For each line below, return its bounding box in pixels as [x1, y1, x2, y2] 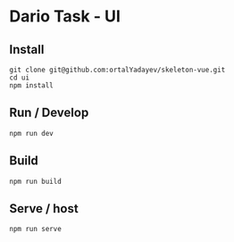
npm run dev [9, 129, 54, 138]
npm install [9, 81, 54, 90]
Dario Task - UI [9, 6, 121, 27]
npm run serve [9, 225, 63, 234]
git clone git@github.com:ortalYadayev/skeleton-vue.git [9, 65, 226, 74]
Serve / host [9, 201, 79, 216]
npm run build [9, 177, 63, 186]
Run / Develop [9, 105, 89, 121]
